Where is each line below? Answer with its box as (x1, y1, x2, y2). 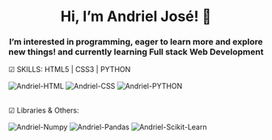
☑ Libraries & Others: (8, 105, 79, 116)
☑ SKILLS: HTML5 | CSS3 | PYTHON (8, 65, 131, 74)
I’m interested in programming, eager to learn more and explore (9, 36, 263, 48)
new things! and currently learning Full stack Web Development (8, 46, 264, 57)
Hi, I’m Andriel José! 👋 (60, 7, 212, 26)
